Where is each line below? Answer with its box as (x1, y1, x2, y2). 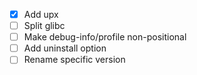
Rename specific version (23, 54, 126, 66)
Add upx (23, 9, 59, 20)
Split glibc (23, 20, 66, 32)
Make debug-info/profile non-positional (23, 31, 187, 43)
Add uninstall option (23, 42, 107, 54)
